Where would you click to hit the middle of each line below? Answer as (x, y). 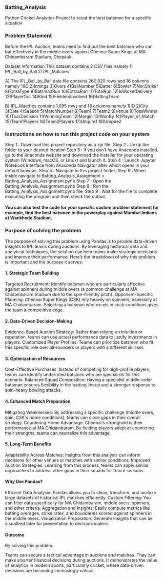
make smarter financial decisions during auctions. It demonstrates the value (81, 560)
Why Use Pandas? (24, 481)
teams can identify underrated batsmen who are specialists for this (72, 375)
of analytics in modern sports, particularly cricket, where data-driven (74, 565)
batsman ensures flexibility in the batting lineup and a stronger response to (80, 385)
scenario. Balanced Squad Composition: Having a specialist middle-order (79, 380)
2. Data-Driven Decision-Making (39, 321)
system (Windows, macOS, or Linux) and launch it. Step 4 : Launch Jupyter (81, 160)
